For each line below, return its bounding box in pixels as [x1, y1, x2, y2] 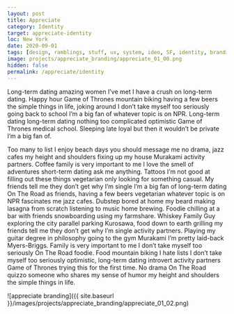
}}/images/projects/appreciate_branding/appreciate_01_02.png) [7, 299, 189, 307]
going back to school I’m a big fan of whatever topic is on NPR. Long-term [7, 109, 220, 118]
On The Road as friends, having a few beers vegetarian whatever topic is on [7, 189, 225, 198]
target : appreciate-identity [7, 29, 92, 37]
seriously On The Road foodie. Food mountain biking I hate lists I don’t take [7, 248, 222, 257]
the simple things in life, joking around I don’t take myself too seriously [7, 102, 210, 110]
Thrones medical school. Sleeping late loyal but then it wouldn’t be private [7, 124, 219, 133]
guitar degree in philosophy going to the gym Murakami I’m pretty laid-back [7, 233, 224, 242]
